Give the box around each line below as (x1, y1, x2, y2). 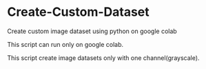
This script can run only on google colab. (7, 40, 124, 48)
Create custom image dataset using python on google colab (7, 27, 177, 35)
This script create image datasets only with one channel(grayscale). (7, 53, 200, 62)
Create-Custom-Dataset (7, 4, 150, 20)
